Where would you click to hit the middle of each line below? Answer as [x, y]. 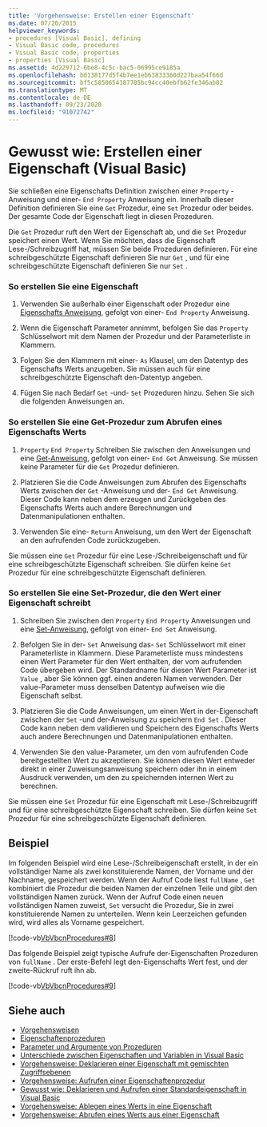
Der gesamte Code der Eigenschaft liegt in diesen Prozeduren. [111, 216]
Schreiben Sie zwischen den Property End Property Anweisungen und [135, 620]
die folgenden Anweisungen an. [72, 401]
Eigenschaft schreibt [50, 603]
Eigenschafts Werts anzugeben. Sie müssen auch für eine [115, 369]
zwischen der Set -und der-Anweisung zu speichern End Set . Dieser [133, 719]
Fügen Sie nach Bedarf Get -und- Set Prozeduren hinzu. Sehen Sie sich [137, 393]
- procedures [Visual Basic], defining [75, 38]
